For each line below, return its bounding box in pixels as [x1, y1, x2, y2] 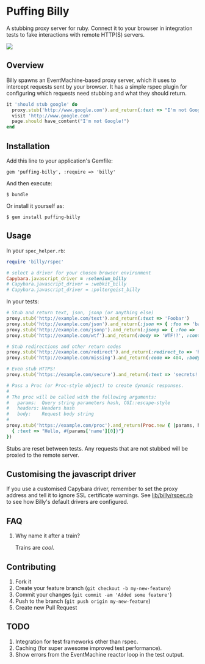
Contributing [6, 561, 56, 572]
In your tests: [6, 298, 40, 305]
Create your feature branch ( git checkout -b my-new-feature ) [15, 585, 171, 592]
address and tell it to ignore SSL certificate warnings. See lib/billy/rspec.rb [6, 492, 193, 499]
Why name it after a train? [15, 532, 81, 539]
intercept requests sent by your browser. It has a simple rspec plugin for [6, 83, 188, 90]
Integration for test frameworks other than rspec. [15, 638, 138, 645]
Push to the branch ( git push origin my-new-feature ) [15, 597, 151, 605]
